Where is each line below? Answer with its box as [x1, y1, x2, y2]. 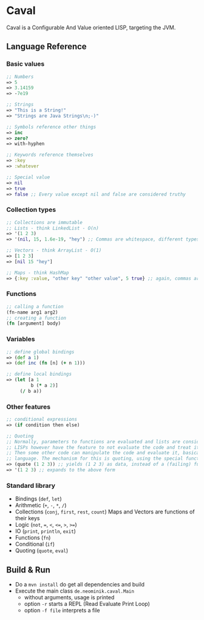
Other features [6, 403, 51, 411]
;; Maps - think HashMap [6, 269, 69, 276]
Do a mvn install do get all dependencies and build [15, 581, 144, 588]
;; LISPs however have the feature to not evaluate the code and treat [6, 444, 191, 451]
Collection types [6, 205, 56, 214]
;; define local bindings [6, 371, 72, 378]
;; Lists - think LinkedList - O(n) [6, 225, 99, 231]
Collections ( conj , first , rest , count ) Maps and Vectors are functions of [15, 508, 195, 515]
